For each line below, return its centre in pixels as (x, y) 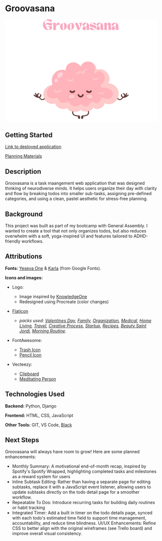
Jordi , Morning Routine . (43, 331)
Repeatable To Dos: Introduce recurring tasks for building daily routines (83, 503)
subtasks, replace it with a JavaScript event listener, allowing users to (81, 487)
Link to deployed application (33, 147)
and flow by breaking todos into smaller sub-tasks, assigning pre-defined (78, 194)
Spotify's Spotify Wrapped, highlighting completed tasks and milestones (84, 471)
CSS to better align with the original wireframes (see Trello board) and (82, 528)
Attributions (24, 257)
